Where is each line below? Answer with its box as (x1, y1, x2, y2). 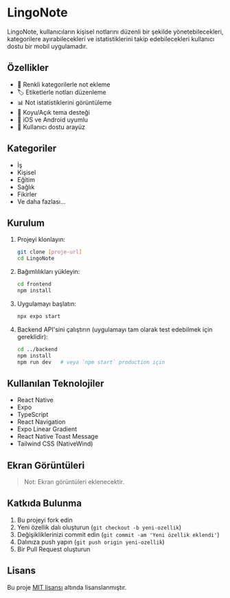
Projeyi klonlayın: (16, 235, 65, 244)
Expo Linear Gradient (16, 425, 78, 433)
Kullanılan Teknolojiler (7, 378, 104, 389)
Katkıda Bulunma (7, 498, 82, 509)
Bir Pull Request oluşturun (16, 544, 91, 553)
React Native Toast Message (16, 433, 98, 441)
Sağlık (16, 183, 35, 191)
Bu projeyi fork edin (16, 516, 73, 524)
